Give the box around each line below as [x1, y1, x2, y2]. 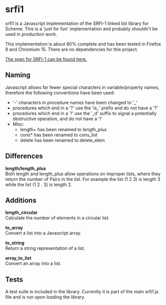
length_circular [5, 209, 38, 216]
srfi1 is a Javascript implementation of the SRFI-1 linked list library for [5, 20, 149, 26]
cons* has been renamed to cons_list [20, 132, 97, 138]
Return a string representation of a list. [5, 245, 85, 251]
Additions [5, 196, 37, 205]
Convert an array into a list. [5, 260, 62, 266]
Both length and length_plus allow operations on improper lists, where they [5, 171, 161, 177]
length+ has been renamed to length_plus [20, 126, 107, 132]
